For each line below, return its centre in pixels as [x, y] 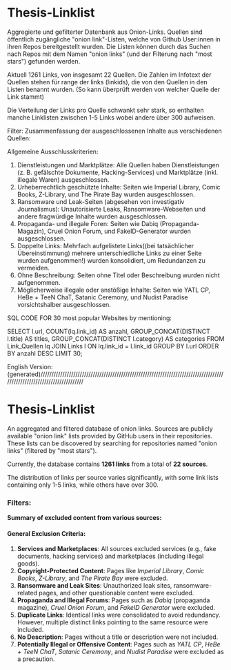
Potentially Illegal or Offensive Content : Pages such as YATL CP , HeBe [119, 644]
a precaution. [36, 659]
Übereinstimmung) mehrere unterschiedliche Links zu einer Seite [109, 253]
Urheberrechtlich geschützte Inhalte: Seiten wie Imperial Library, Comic [119, 187]
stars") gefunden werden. [44, 61]
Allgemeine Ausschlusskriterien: [53, 151]
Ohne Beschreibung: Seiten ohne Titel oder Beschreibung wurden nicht [118, 275]
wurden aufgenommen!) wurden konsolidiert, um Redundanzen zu [111, 260]
